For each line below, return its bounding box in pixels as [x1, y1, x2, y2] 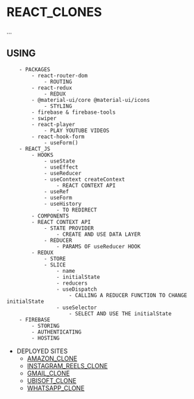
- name [56, 267, 76, 274]
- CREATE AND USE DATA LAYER [56, 231, 140, 238]
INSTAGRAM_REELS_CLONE [26, 361, 108, 370]
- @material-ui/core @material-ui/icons [31, 96, 150, 103]
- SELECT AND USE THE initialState [68, 310, 172, 317]
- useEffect [43, 163, 79, 171]
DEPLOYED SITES [16, 347, 68, 355]
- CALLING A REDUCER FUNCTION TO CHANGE [68, 292, 188, 299]
